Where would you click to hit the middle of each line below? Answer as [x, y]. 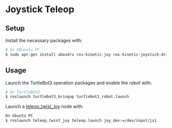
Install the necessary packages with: [44, 40]
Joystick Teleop [40, 9]
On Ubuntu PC [19, 116]
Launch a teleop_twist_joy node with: [44, 107]
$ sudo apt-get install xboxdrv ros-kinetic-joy [58, 55]
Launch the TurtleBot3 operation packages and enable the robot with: [79, 83]
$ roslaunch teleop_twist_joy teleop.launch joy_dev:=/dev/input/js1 [81, 121]
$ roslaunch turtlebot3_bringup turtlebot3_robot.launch [67, 97]
